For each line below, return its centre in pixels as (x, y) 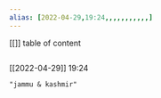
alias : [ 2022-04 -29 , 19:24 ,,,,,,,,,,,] (81, 17)
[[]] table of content (45, 43)
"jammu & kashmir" (43, 84)
